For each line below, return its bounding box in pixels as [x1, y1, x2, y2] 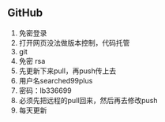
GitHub [7, 6, 43, 20]
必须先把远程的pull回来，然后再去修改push [18, 95, 158, 105]
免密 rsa [18, 56, 46, 65]
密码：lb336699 [18, 86, 72, 95]
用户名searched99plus [18, 76, 93, 85]
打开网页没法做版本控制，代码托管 [18, 38, 130, 47]
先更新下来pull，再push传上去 [18, 66, 116, 76]
